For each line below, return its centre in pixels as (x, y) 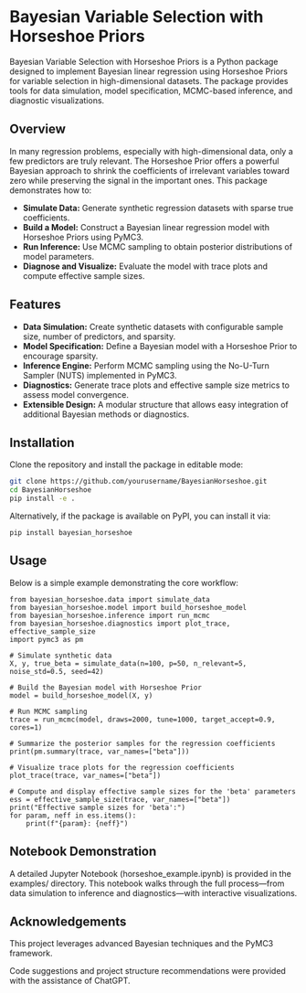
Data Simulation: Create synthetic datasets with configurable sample (153, 326)
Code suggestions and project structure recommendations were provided (148, 971)
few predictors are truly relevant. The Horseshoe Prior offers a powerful (144, 161)
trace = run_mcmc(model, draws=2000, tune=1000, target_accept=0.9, (142, 720)
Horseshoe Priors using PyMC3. (83, 237)
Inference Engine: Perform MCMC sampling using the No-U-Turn (146, 365)
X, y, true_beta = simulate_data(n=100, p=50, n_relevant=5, (128, 663)
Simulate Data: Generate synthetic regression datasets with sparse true (158, 208)
